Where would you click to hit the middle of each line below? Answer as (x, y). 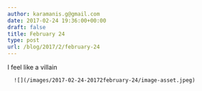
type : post (23, 41)
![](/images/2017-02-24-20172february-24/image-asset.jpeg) (105, 80)
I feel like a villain (32, 67)
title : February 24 (36, 34)
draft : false (27, 27)
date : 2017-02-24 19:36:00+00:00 (57, 21)
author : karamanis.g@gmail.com (54, 14)
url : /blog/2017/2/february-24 (54, 47)
